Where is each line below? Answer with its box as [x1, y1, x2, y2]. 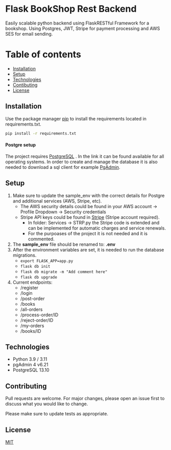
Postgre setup [5, 142, 36, 148]
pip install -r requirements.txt [5, 131, 77, 136]
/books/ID [20, 328, 41, 334]
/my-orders [20, 322, 44, 329]
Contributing [5, 382, 47, 390]
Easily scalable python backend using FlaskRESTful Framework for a [5, 20, 150, 26]
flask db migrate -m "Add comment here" [20, 269, 108, 274]
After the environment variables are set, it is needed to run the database [12, 246, 164, 253]
